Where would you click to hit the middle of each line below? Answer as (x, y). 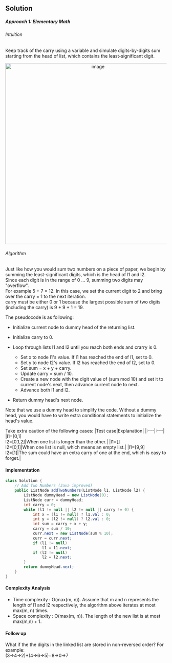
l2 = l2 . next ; (57, 558)
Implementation (23, 470)
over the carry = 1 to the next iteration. (46, 297)
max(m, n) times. (30, 610)
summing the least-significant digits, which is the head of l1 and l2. (76, 275)
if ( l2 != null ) (50, 552)
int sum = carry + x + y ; (60, 524)
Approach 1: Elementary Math (38, 21)
